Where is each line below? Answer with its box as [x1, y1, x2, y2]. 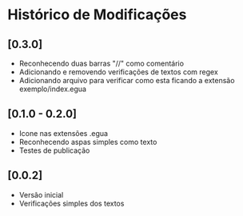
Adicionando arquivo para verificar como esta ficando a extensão [18, 76, 235, 85]
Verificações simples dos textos [18, 198, 125, 208]
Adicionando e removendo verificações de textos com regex [18, 67, 219, 77]
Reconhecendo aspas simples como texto [18, 137, 157, 146]
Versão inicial [18, 190, 64, 199]
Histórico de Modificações [7, 6, 187, 24]
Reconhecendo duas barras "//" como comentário [18, 58, 185, 68]
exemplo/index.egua [18, 84, 87, 94]
